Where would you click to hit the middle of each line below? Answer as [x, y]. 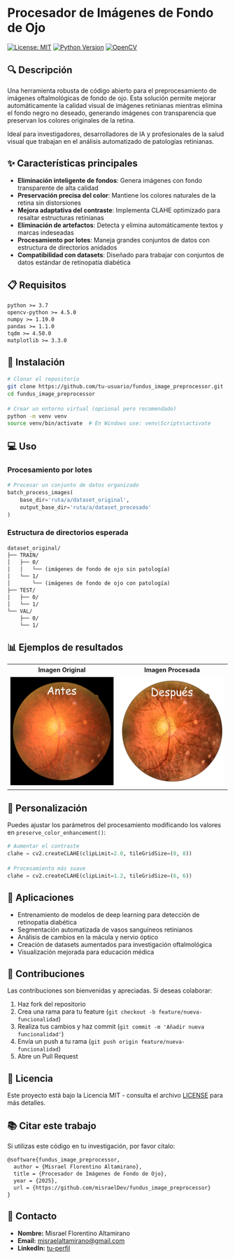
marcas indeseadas [46, 232]
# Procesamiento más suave [47, 869]
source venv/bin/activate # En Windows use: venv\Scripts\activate [109, 423]
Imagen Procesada [172, 669]
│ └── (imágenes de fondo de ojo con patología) [89, 583]
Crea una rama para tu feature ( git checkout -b [86, 1012]
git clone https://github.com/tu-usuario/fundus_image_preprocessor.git [115, 387]
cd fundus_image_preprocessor [51, 394]
